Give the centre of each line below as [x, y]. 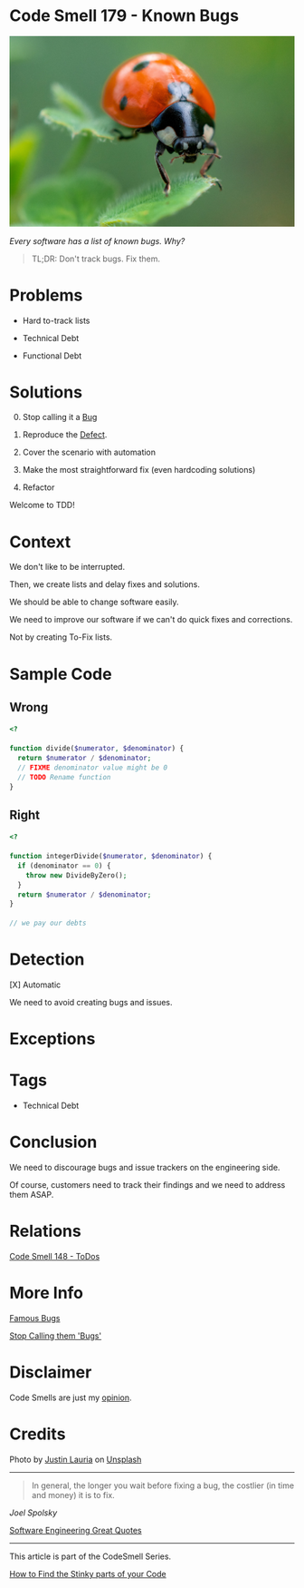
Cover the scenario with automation [89, 452]
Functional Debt [52, 356]
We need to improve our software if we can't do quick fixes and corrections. [151, 620]
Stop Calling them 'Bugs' [56, 1336]
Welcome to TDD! [42, 505]
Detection [47, 960]
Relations [45, 1231]
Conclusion [53, 1142]
